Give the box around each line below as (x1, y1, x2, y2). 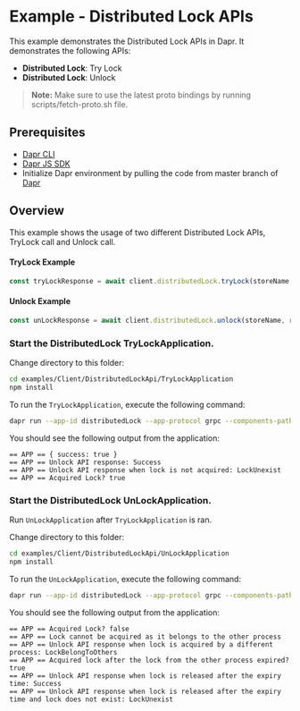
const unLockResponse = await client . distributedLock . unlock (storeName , (9, 316, 286, 325)
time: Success (9, 679, 62, 688)
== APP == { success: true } (9, 450, 118, 459)
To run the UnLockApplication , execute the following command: (9, 573, 242, 584)
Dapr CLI (21, 148, 55, 159)
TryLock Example (9, 257, 76, 267)
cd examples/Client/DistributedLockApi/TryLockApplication (9, 375, 234, 384)
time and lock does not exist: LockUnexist (9, 695, 174, 704)
